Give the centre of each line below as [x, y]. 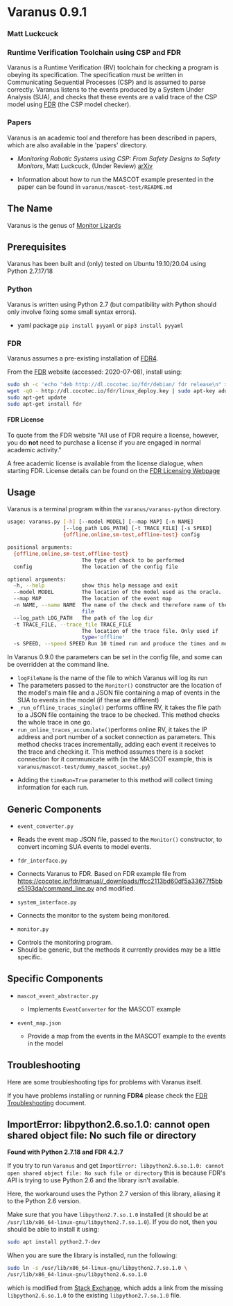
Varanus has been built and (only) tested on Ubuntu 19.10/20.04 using [107, 264]
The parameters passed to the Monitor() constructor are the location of [119, 686]
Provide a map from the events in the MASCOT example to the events [127, 1036]
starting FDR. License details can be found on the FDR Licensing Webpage [114, 470]
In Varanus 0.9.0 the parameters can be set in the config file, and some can [115, 657]
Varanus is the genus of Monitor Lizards [64, 225]
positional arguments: [40, 547]
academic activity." [34, 449]
